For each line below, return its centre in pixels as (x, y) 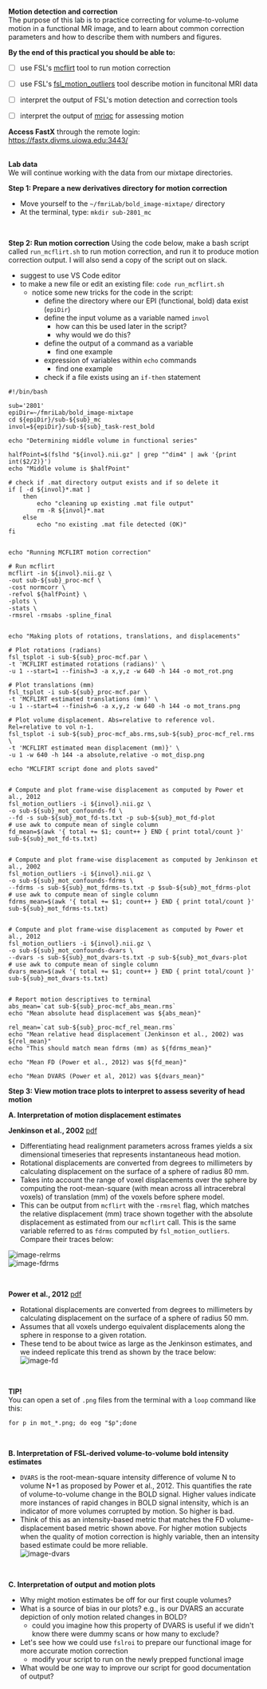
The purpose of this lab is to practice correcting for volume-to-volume (124, 20)
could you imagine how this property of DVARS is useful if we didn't (143, 1626)
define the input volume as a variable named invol (126, 318)
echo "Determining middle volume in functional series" (103, 441)
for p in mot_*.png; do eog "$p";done (73, 1423)
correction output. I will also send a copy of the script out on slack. (118, 260)
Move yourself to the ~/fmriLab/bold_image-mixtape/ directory (122, 204)
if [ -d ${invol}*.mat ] (49, 490)
